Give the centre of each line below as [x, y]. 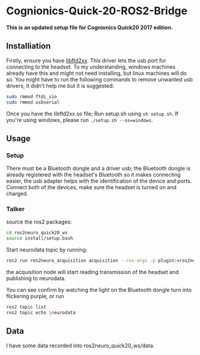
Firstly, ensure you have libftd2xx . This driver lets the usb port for [86, 60]
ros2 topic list [26, 307]
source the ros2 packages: [39, 222]
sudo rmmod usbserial [33, 102]
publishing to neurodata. [36, 278]
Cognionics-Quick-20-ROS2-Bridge [97, 11]
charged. [17, 194]
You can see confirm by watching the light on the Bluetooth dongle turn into [99, 290]
